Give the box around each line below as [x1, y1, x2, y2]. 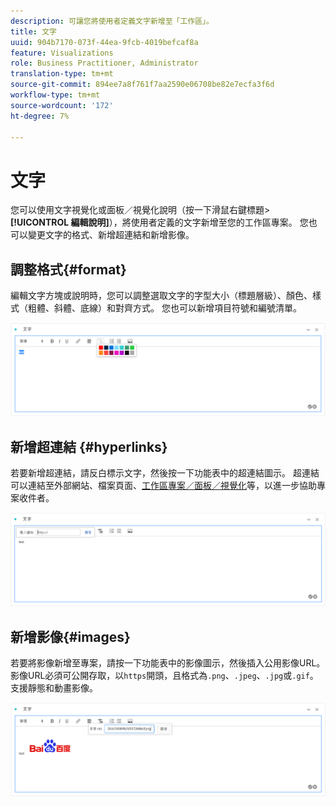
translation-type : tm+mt [10, 69, 114, 79]
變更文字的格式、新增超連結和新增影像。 [27, 229, 195, 241]
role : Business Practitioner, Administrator [10, 58, 199, 69]
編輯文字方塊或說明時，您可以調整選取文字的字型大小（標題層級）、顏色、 [10, 290, 313, 302]
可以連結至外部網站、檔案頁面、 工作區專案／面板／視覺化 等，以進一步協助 [10, 480, 317, 492]
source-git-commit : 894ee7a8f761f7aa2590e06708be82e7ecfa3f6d [10, 80, 275, 90]
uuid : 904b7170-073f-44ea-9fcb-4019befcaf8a [10, 37, 199, 47]
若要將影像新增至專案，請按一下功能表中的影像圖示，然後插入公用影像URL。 [10, 657, 326, 669]
